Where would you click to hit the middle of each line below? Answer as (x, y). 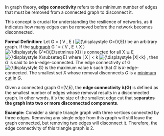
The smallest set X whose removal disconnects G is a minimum (93, 73)
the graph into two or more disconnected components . (62, 103)
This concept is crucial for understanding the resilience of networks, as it (79, 22)
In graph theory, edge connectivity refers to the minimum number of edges (81, 7)
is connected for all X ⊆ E (108, 52)
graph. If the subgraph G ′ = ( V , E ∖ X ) (45, 47)
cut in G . (13, 78)
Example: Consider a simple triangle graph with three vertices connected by (82, 113)
